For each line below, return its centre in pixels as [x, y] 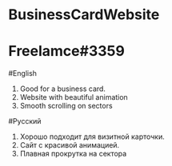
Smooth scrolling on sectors [66, 106]
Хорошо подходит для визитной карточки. [92, 136]
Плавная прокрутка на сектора [73, 154]
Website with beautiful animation [74, 97]
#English [23, 73]
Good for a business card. [63, 89]
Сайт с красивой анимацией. [70, 145]
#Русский [25, 121]
